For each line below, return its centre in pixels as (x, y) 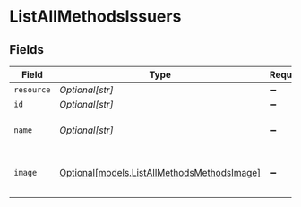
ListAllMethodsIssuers (95, 17)
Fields (27, 50)
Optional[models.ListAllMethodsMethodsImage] (160, 172)
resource (32, 90)
